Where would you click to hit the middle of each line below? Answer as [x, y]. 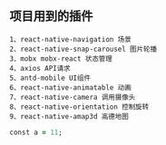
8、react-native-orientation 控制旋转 [79, 107]
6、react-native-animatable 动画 [70, 87]
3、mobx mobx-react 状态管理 [61, 58]
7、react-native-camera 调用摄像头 [73, 97]
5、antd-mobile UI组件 [50, 78]
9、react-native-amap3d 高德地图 [69, 116]
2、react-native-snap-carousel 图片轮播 [83, 49]
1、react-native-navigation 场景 [70, 39]
